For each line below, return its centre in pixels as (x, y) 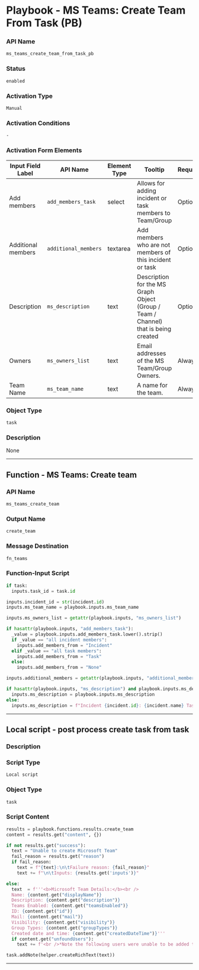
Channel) (150, 321)
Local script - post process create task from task (98, 729)
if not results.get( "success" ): (46, 845)
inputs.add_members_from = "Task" (59, 656)
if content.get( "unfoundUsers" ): (53, 939)
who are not (154, 245)
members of (154, 252)
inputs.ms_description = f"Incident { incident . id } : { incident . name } (98, 705)
